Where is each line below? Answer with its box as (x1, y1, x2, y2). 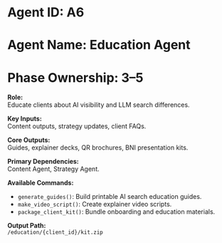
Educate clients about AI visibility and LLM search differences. (7, 100, 190, 109)
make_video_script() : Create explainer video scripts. (17, 200, 172, 209)
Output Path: (7, 222, 46, 230)
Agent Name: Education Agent (7, 37, 191, 53)
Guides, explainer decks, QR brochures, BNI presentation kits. (7, 143, 189, 152)
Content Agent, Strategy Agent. (7, 165, 100, 173)
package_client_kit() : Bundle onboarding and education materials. (17, 207, 216, 216)
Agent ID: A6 (7, 4, 85, 21)
